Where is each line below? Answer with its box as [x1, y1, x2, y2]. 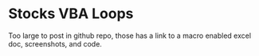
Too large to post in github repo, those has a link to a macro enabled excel [8, 31, 252, 40]
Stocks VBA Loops [8, 5, 134, 23]
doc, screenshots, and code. [8, 39, 102, 48]
